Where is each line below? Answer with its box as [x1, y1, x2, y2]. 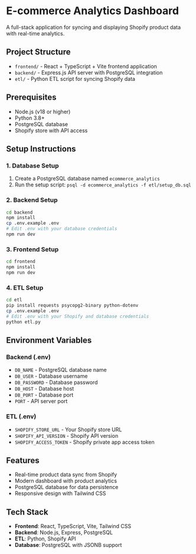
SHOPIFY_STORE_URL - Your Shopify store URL [14, 426, 122, 433]
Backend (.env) [6, 353, 51, 361]
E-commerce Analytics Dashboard [6, 4, 179, 18]
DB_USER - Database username [14, 373, 88, 380]
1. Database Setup [6, 161, 59, 169]
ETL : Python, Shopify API [14, 535, 77, 542]
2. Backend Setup [6, 196, 58, 204]
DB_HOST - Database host [14, 385, 74, 392]
